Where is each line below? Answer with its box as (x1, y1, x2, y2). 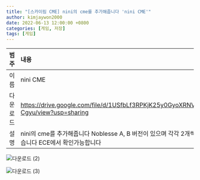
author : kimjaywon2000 (6, 14, 62, 20)
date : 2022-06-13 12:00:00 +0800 (6, 20, 89, 26)
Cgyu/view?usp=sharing (20, 108, 89, 117)
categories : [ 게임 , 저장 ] (6, 25, 65, 32)
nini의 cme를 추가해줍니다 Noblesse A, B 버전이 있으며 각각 (20, 129, 180, 138)
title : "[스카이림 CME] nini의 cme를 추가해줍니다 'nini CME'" (6, 8, 152, 15)
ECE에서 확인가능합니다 (38, 138, 101, 147)
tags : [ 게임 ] (6, 31, 36, 37)
